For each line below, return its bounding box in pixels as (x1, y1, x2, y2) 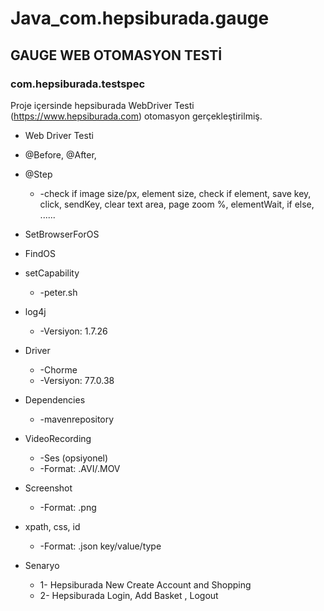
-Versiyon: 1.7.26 (39, 325, 108, 337)
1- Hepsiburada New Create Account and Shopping (39, 578, 252, 591)
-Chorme (39, 363, 78, 376)
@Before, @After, (24, 148, 97, 161)
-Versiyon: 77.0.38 (39, 374, 115, 386)
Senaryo (24, 559, 60, 571)
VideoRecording (24, 432, 92, 444)
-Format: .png (39, 501, 97, 513)
